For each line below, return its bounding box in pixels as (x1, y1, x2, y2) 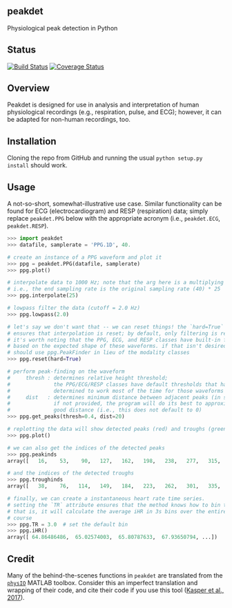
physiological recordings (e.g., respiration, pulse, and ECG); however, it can (7, 108, 222, 116)
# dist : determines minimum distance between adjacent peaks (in (7, 394, 221, 400)
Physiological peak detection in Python (7, 24, 118, 32)
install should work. (7, 161, 68, 169)
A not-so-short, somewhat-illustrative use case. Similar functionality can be (7, 200, 222, 208)
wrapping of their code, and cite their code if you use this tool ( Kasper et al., (7, 586, 224, 594)
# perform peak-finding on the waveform (7, 368, 126, 376)
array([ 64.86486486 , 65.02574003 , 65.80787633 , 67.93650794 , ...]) (7, 534, 217, 541)
